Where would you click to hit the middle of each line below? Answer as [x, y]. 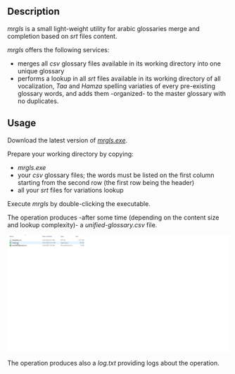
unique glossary [41, 71]
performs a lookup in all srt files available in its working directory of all [119, 78]
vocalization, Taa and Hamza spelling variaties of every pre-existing [116, 86]
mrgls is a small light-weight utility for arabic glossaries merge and [103, 28]
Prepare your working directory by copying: [70, 154]
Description [33, 12]
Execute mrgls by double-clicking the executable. [79, 203]
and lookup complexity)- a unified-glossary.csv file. [82, 224]
